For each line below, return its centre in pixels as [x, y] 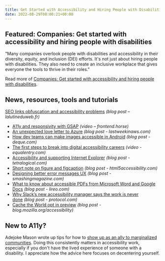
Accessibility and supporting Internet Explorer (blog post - [71, 158]
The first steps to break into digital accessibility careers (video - [77, 147]
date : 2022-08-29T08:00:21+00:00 [39, 14]
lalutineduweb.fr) [23, 117]
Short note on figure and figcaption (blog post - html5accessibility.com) [85, 168]
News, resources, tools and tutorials [62, 100]
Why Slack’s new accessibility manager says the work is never [75, 195]
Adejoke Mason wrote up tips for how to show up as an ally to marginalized [81, 237]
